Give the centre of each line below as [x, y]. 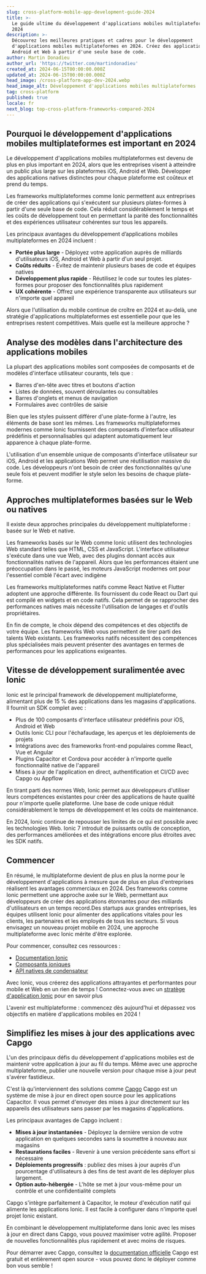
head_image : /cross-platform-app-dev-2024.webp [68, 80]
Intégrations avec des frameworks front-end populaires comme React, [104, 745]
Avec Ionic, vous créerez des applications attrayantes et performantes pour [101, 983]
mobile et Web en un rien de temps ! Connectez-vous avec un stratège [96, 989]
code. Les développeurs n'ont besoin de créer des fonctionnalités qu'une [99, 467]
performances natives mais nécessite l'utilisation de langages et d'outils [97, 606]
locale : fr [20, 103]
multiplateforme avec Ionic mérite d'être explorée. [70, 934]
